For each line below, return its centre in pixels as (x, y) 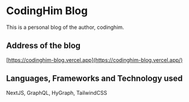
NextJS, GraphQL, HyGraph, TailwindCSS (57, 93)
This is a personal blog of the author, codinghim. (65, 27)
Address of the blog (44, 46)
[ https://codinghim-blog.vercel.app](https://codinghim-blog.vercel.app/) (94, 60)
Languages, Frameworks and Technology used (94, 79)
